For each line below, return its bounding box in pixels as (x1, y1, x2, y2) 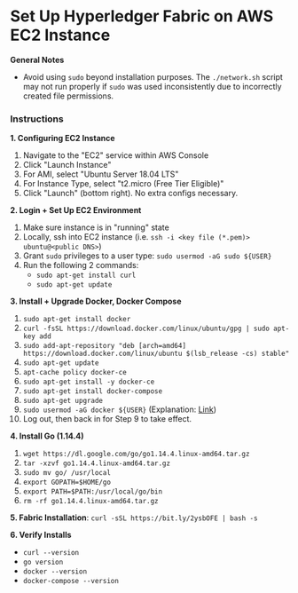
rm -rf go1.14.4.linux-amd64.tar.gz (22, 497, 159, 506)
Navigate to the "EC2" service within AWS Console (22, 150, 209, 161)
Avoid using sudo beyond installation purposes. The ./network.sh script (22, 71, 283, 82)
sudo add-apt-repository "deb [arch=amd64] (22, 342, 187, 351)
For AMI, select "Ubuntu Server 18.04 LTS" (22, 169, 179, 179)
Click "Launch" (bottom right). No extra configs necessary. (22, 188, 239, 199)
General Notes (10, 54, 65, 65)
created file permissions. (22, 91, 114, 101)
